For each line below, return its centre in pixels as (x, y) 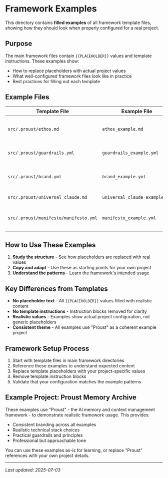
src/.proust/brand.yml (34, 176)
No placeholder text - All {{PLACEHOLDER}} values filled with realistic (82, 301)
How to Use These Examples (50, 245)
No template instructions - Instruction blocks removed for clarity (79, 311)
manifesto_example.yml (129, 218)
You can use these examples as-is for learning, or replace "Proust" (74, 450)
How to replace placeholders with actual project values (69, 71)
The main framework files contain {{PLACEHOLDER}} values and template (78, 56)
